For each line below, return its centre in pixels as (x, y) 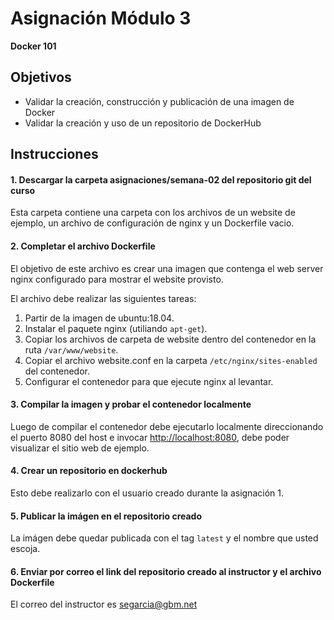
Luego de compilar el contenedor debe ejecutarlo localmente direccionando (167, 426)
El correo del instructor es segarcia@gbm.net (104, 604)
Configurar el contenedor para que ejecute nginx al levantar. (149, 381)
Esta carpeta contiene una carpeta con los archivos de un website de (153, 213)
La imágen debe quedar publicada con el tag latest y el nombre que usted (164, 538)
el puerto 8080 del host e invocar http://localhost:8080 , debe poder (150, 437)
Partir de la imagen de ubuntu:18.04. (99, 318)
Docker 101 (33, 46)
